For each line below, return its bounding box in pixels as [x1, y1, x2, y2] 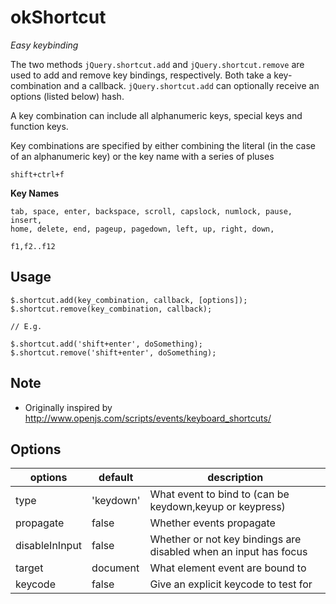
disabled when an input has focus [149, 545, 308, 559]
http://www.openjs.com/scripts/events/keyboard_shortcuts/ [24, 412, 272, 424]
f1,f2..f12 [10, 241, 56, 251]
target [15, 561, 44, 575]
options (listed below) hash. [10, 90, 125, 102]
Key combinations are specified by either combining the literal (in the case [10, 139, 316, 151]
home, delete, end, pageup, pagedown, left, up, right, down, [10, 224, 275, 234]
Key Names [10, 187, 60, 199]
